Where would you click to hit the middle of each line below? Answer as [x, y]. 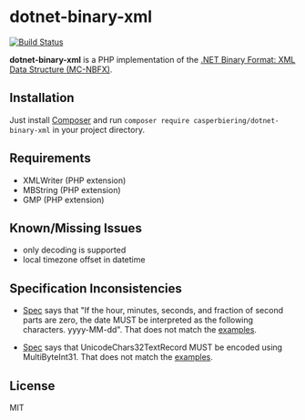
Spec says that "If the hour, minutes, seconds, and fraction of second [153, 311]
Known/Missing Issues [76, 228]
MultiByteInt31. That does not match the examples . [118, 357]
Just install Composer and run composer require [100, 119]
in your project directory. [99, 129]
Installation [42, 98]
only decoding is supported [74, 250]
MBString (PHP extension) [71, 190]
